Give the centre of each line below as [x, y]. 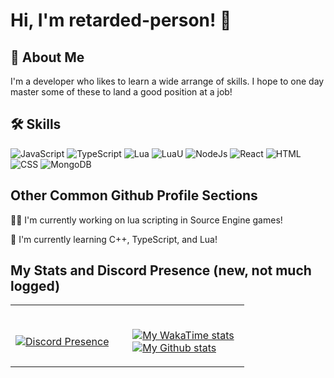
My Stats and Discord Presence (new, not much [161, 270]
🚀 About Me [47, 57]
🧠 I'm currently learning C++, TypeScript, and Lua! [114, 239]
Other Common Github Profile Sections [134, 195]
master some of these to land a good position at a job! [121, 92]
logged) [35, 286]
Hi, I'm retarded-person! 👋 [121, 20]
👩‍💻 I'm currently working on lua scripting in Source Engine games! [146, 220]
